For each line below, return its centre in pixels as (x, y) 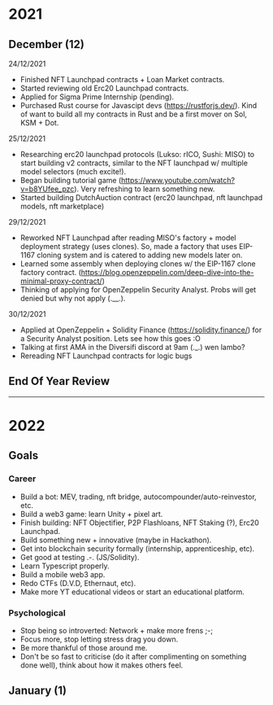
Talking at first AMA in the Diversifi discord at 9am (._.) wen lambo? (132, 347)
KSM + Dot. (39, 123)
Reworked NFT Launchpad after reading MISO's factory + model (128, 238)
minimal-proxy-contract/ (61, 281)
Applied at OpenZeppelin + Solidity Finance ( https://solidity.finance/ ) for (141, 330)
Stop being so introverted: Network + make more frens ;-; (117, 630)
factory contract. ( (50, 272)
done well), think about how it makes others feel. (102, 665)
